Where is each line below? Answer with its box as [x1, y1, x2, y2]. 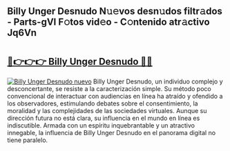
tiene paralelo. [7, 136, 48, 144]
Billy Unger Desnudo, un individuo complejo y [93, 77, 223, 85]
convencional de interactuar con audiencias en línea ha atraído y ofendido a [7, 92, 223, 100]
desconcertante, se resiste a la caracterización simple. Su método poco [7, 85, 212, 92]
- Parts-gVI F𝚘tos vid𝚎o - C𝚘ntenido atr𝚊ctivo [7, 17, 210, 28]
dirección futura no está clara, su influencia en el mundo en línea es [7, 114, 200, 122]
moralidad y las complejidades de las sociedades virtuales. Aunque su [7, 107, 207, 114]
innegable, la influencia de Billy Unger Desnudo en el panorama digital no [7, 129, 216, 137]
